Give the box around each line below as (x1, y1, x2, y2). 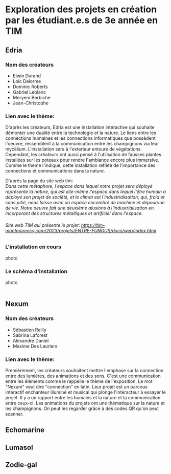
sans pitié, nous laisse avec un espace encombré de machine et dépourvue (5, 200, 165, 206)
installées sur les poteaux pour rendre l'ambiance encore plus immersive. (5, 157, 160, 163)
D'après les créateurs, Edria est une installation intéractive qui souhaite (5, 124, 155, 131)
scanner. (5, 411, 24, 417)
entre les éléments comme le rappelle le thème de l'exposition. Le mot (5, 378, 153, 384)
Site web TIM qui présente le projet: (5, 222, 80, 228)
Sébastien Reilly (12, 327, 47, 333)
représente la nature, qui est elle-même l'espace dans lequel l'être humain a (5, 188, 166, 195)
